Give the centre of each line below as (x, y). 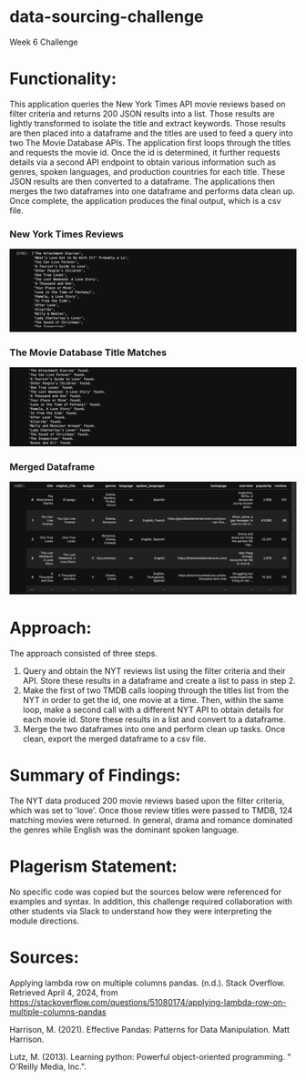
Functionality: (63, 79)
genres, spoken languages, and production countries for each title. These (147, 171)
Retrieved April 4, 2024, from (64, 992)
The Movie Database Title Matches (88, 352)
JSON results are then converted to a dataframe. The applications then (143, 181)
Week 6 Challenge (44, 42)
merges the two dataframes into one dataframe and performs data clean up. (153, 191)
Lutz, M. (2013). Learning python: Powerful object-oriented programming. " (150, 1056)
